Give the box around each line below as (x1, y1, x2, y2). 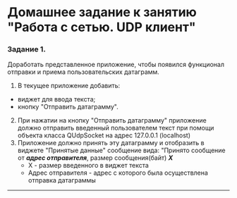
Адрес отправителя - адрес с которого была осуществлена (28, 168, 208, 177)
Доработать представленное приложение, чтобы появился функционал (7, 61, 224, 69)
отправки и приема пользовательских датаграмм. (7, 68, 160, 76)
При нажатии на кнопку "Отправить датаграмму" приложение (17, 116, 207, 125)
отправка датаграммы (28, 176, 97, 185)
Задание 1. (7, 44, 46, 54)
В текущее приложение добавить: (17, 82, 121, 90)
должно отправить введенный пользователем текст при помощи (17, 124, 214, 132)
